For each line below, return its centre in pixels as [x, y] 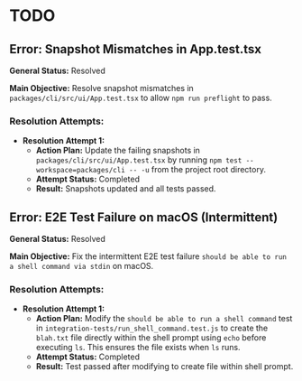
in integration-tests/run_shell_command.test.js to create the [152, 328]
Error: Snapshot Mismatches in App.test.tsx [135, 49]
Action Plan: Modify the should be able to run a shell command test [164, 319]
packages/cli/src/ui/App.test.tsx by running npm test [139, 160]
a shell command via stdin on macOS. [82, 266]
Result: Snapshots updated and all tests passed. [126, 189]
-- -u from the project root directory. [197, 170]
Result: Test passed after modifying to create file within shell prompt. [165, 367]
